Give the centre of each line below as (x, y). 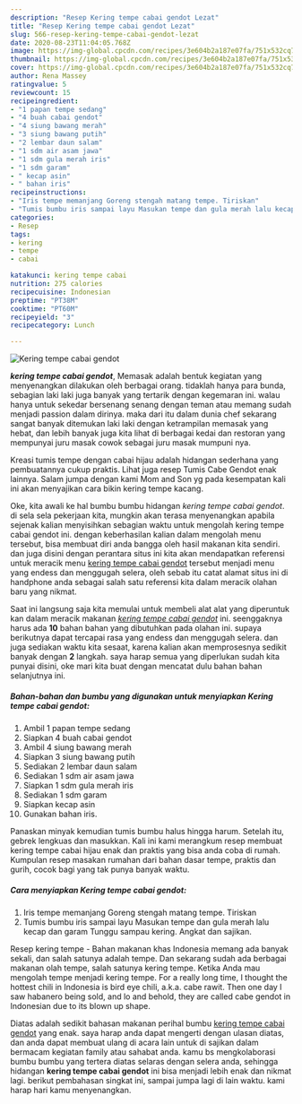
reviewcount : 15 (40, 92)
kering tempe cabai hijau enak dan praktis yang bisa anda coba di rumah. (145, 850)
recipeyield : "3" (43, 317)
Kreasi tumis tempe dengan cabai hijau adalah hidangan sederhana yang (144, 460)
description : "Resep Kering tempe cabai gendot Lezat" (115, 17)
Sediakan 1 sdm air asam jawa (78, 776)
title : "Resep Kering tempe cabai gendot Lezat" (103, 26)
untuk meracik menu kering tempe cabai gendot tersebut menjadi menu (142, 563)
